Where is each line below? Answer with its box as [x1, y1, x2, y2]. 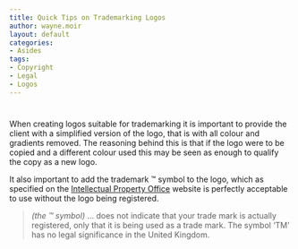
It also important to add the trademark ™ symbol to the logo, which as [9, 174, 264, 185]
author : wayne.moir [9, 21, 82, 30]
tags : [9, 55, 30, 64]
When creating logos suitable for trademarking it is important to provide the [9, 118, 287, 129]
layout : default [9, 30, 70, 39]
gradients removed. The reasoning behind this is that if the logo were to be [9, 137, 285, 148]
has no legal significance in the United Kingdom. [30, 229, 210, 240]
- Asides [9, 47, 42, 56]
